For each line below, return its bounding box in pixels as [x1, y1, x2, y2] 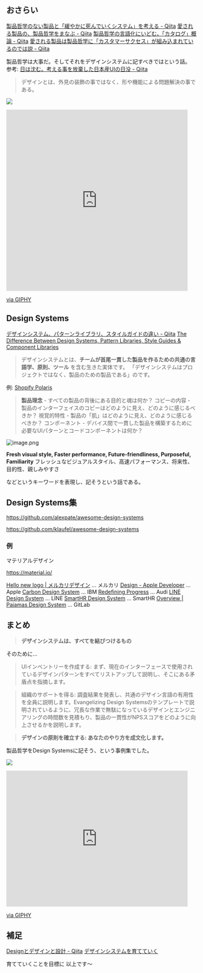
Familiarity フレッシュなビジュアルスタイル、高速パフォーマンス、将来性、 [6, 457, 193, 465]
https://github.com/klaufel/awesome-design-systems [6, 526, 140, 533]
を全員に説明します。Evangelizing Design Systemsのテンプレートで [21, 698, 190, 705]
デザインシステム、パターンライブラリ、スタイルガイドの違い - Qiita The [6, 330, 187, 337]
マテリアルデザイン [6, 557, 54, 564]
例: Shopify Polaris [6, 384, 53, 391]
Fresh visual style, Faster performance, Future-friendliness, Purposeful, [6, 450, 192, 457]
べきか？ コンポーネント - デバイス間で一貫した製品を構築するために [21, 419, 192, 427]
